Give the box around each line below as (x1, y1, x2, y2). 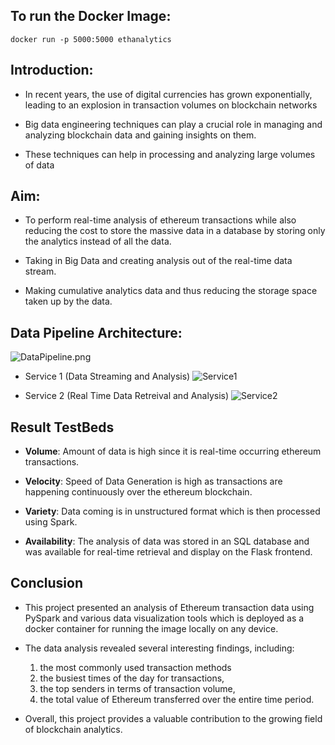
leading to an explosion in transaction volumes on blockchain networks (24, 99, 318, 111)
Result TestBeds (10, 419, 115, 436)
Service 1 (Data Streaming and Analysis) (24, 370, 191, 383)
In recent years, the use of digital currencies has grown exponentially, (24, 88, 313, 100)
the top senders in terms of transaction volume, (39, 682, 236, 694)
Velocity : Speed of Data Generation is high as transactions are (24, 475, 283, 488)
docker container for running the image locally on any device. (24, 622, 279, 634)
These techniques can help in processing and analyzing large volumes (24, 148, 316, 160)
